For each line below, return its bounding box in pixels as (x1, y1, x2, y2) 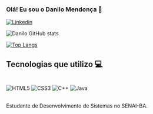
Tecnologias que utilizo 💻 (6, 59, 103, 69)
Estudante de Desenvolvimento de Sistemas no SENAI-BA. (6, 102, 148, 109)
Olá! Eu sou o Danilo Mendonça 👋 (6, 5, 102, 14)
